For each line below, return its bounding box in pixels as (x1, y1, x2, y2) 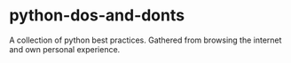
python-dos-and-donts (9, 5, 185, 26)
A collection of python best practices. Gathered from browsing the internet (9, 35, 282, 45)
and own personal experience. (9, 43, 121, 54)
